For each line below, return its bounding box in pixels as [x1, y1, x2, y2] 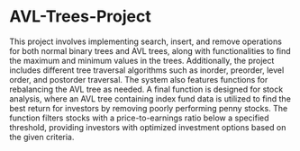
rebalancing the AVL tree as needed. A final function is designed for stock [9, 84, 284, 94]
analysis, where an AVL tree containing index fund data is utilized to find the [9, 93, 291, 104]
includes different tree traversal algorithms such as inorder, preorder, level [9, 65, 285, 75]
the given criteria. [9, 131, 75, 142]
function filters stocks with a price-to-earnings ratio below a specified [9, 112, 269, 123]
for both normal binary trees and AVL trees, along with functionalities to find [9, 45, 291, 56]
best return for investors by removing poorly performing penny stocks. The [9, 102, 288, 113]
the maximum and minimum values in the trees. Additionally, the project [9, 55, 275, 66]
